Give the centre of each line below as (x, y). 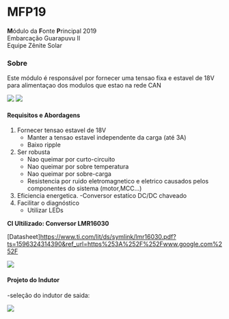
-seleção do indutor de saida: (49, 295)
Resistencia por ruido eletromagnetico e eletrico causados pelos (118, 181)
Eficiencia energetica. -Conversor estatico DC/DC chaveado (102, 196)
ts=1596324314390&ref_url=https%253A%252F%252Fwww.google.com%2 (114, 244)
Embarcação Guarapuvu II (44, 38)
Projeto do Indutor (33, 280)
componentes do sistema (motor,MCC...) (84, 188)
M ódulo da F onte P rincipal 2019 (52, 31)
